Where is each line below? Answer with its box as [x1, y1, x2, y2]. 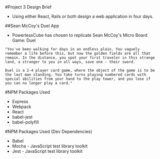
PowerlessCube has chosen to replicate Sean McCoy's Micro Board [12, 32, 148, 38]
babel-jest [12, 114, 33, 120]
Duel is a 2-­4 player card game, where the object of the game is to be [5, 68, 155, 73]
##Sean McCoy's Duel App [5, 23, 60, 29]
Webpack [12, 104, 32, 110]
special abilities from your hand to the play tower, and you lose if [5, 77, 151, 81]
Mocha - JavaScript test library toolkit [12, 143, 88, 149]
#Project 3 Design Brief [5, 4, 52, 10]
